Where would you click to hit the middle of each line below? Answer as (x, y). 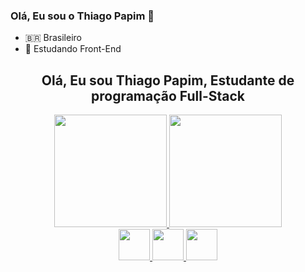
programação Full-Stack (167, 95)
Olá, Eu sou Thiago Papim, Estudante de (168, 80)
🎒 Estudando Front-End (73, 49)
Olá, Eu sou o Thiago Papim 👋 (82, 16)
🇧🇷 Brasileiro (53, 38)
